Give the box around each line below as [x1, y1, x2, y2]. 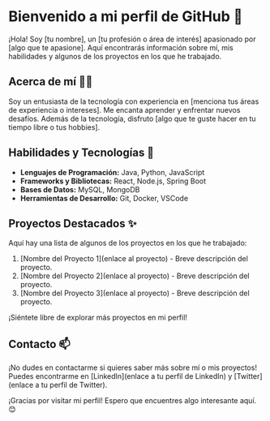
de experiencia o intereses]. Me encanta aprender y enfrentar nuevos [8, 105, 241, 114]
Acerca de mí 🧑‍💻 [8, 75, 93, 88]
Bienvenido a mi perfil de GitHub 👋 [8, 7, 243, 26]
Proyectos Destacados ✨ [8, 217, 137, 230]
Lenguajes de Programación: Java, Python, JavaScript [19, 167, 205, 177]
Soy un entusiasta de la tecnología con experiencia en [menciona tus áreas [8, 97, 259, 106]
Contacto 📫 [8, 337, 71, 351]
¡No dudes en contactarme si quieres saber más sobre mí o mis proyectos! [8, 363, 258, 372]
